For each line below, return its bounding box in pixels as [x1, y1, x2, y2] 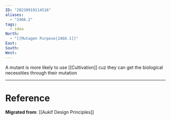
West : [5, 50, 17, 55]
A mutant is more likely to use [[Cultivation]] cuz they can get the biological [5, 64, 163, 70]
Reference [5, 92, 50, 104]
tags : [5, 21, 17, 27]
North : [5, 31, 19, 36]
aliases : [5, 12, 24, 17]
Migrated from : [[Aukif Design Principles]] [5, 109, 94, 115]
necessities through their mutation [5, 69, 77, 76]
